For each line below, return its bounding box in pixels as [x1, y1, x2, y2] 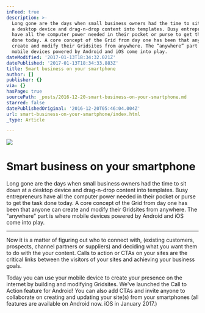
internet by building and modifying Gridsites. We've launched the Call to [6, 281, 187, 288]
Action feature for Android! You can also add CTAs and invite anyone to [6, 287, 185, 295]
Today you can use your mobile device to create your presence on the [6, 274, 183, 281]
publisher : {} [6, 77, 43, 83]
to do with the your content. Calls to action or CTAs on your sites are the [6, 250, 188, 257]
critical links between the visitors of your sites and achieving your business [6, 256, 195, 263]
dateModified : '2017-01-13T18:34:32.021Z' [6, 54, 116, 60]
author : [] [6, 71, 34, 77]
